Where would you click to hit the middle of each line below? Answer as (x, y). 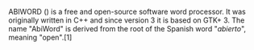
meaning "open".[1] (40, 37)
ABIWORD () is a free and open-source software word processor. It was (127, 12)
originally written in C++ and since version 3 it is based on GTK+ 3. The (127, 20)
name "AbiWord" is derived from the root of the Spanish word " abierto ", (127, 29)
